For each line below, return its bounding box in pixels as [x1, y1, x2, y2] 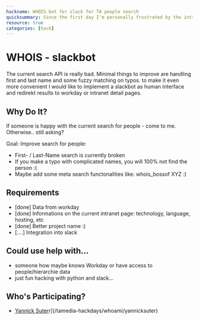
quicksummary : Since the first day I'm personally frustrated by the [6, 14, 182, 20]
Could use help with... [6, 246, 89, 256]
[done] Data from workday [14, 203, 79, 211]
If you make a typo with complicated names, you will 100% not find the [14, 158, 188, 165]
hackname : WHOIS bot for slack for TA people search [6, 8, 139, 15]
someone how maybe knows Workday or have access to [14, 262, 153, 269]
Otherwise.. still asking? [6, 129, 64, 135]
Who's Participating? [6, 292, 86, 302]
